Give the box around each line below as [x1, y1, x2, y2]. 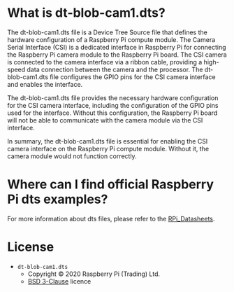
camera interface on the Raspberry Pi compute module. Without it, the [7, 144, 210, 153]
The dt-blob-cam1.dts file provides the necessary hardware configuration [7, 93, 219, 102]
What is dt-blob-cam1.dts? [7, 5, 166, 21]
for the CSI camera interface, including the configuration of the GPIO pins [7, 101, 219, 109]
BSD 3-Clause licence [27, 277, 92, 285]
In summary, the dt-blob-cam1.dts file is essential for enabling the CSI [7, 137, 208, 145]
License [7, 239, 54, 255]
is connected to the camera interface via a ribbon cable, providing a [7, 57, 203, 66]
